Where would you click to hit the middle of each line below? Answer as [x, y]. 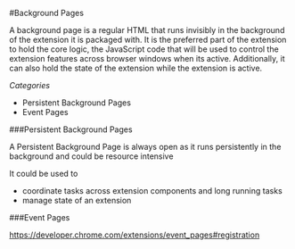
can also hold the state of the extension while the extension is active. [136, 68]
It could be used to [44, 174]
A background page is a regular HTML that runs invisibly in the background [147, 30]
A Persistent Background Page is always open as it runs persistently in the [145, 147]
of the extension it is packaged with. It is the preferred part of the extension [148, 40]
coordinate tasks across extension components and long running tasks [152, 191]
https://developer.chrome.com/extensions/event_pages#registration [135, 235]
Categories [30, 85]
